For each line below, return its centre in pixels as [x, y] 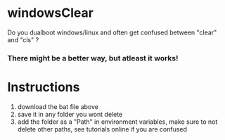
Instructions [44, 88]
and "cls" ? [23, 39]
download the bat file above [58, 106]
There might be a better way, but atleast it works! [93, 58]
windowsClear [50, 13]
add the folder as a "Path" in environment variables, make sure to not [117, 122]
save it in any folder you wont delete [70, 114]
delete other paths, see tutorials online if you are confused [102, 129]
